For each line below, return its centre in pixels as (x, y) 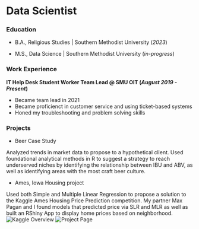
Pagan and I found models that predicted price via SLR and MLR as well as (97, 207)
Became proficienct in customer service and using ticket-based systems (103, 106)
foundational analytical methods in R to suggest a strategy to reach (88, 159)
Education (21, 30)
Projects (18, 128)
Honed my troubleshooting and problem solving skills (80, 112)
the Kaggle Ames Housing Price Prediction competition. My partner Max (94, 201)
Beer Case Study (35, 141)
